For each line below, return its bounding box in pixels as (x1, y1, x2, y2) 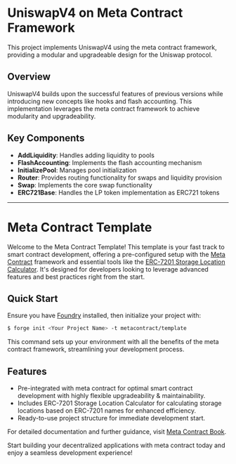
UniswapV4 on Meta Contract (7, 5, 183, 21)
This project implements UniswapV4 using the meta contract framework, (7, 43, 218, 51)
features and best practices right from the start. (7, 272, 145, 281)
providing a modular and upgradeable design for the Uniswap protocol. (7, 51, 213, 59)
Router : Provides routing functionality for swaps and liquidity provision (17, 173, 223, 182)
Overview (7, 71, 51, 83)
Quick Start (7, 293, 58, 305)
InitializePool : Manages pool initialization (17, 166, 137, 174)
